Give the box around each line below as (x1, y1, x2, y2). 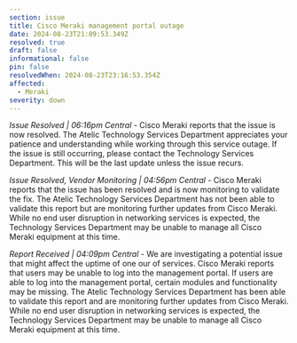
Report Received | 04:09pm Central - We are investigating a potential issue (9, 249, 284, 259)
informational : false (9, 54, 90, 63)
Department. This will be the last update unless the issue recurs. (9, 157, 244, 169)
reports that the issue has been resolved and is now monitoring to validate (9, 184, 280, 195)
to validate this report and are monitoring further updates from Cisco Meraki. (9, 296, 289, 307)
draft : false (9, 46, 58, 55)
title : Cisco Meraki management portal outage (9, 21, 184, 30)
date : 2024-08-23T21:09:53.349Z (9, 29, 129, 38)
